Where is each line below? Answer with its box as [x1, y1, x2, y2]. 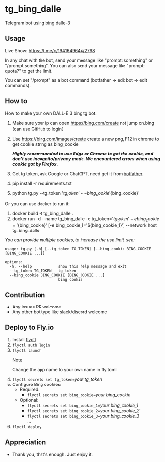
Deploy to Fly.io [5, 323, 54, 332]
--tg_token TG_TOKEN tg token [9, 268, 77, 274]
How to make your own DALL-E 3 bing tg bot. [5, 110, 97, 116]
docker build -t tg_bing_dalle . [12, 210, 73, 217]
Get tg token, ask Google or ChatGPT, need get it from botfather [12, 170, 143, 177]
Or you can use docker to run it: [5, 201, 70, 207]
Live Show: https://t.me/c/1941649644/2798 [5, 47, 95, 53]
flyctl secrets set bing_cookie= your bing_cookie [27, 391, 131, 398]
